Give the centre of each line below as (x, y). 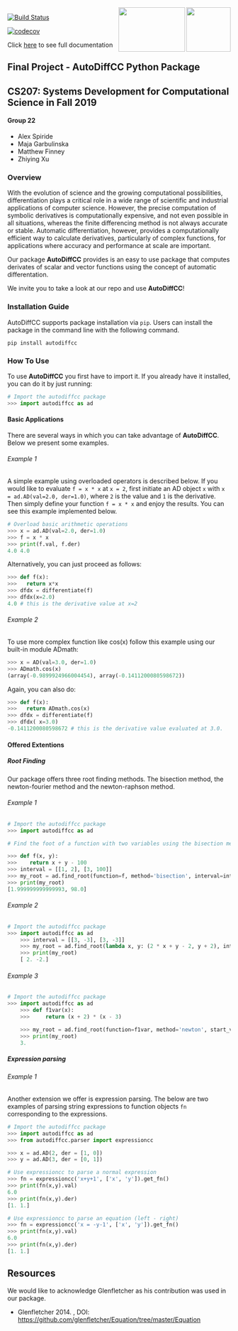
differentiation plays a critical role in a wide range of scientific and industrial (118, 200)
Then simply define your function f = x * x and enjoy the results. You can (116, 504)
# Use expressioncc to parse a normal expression (82, 1173)
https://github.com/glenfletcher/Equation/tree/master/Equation (109, 1319)
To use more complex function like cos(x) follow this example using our (111, 642)
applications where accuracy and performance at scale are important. (109, 246)
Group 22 (21, 121)
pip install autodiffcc (42, 343)
